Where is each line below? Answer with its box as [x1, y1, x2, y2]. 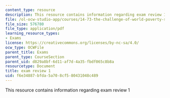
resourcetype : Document [5, 64, 56, 69]
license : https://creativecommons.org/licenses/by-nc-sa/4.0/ [5, 40, 139, 45]
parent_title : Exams [5, 50, 49, 55]
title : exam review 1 [5, 69, 51, 74]
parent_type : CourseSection [5, 54, 65, 60]
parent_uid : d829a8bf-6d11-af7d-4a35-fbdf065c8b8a [5, 59, 114, 64]
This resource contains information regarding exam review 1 [5, 87, 130, 93]
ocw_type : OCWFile [5, 45, 44, 50]
